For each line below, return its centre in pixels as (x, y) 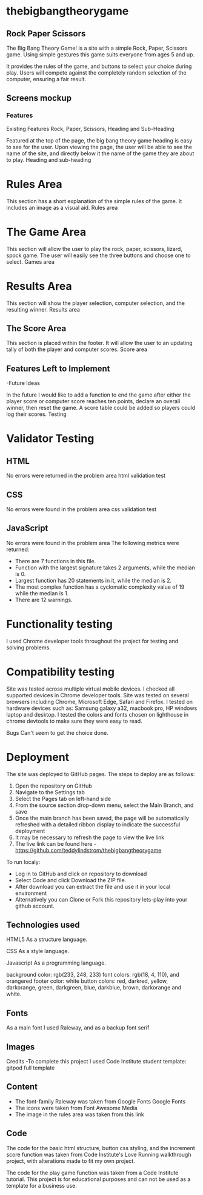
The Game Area (46, 232)
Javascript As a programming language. (56, 963)
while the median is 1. (42, 593)
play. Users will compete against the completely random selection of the (96, 73)
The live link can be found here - (56, 843)
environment (31, 893)
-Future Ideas (23, 383)
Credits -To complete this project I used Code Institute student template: (96, 1061)
